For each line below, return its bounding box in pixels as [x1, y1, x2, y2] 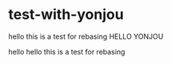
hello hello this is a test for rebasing [8, 47, 125, 56]
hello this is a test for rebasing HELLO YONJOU [8, 32, 164, 41]
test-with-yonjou [8, 6, 124, 24]
